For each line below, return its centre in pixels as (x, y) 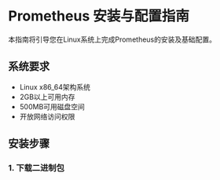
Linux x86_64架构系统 (55, 86)
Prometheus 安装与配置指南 (99, 16)
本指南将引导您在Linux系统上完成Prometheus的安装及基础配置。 (112, 39)
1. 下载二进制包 (37, 168)
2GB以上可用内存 (47, 97)
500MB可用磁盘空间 (52, 106)
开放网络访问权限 (47, 116)
